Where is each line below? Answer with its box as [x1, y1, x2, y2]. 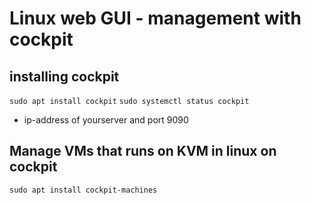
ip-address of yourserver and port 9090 [23, 114, 189, 126]
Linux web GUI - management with [9, 7, 302, 30]
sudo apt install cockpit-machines [9, 185, 158, 195]
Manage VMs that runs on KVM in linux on [9, 143, 277, 160]
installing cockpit [9, 68, 120, 85]
